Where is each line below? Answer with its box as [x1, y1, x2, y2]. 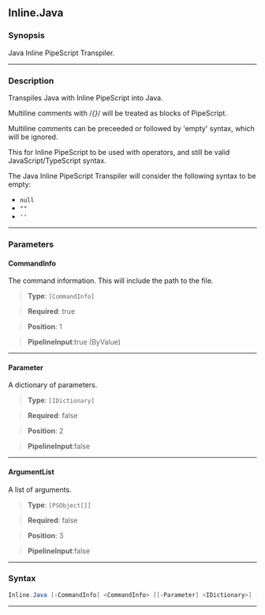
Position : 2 [27, 426, 64, 436]
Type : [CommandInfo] [27, 292, 95, 301]
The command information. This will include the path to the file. [8, 276, 214, 285]
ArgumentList [8, 466, 55, 477]
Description [8, 75, 54, 86]
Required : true [27, 307, 76, 316]
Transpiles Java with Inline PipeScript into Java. [8, 92, 163, 102]
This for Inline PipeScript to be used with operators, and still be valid [8, 147, 230, 157]
